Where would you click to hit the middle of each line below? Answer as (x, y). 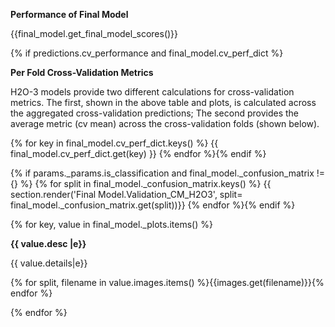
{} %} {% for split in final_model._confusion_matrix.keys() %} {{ (141, 183)
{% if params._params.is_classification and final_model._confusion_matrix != (168, 173)
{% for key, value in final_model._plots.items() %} (111, 224)
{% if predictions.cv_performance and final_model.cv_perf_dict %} (147, 53)
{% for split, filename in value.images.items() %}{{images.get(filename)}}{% (167, 282)
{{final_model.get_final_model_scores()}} (94, 33)
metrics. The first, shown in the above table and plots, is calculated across (163, 102)
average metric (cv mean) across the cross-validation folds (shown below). (165, 123)
